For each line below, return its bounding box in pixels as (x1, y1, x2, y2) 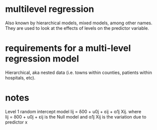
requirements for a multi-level (5, 43, 131, 54)
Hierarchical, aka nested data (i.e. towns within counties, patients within (5, 69, 153, 75)
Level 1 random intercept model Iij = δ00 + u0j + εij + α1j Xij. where (5, 108, 142, 115)
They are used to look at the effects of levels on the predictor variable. (5, 25, 149, 31)
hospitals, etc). (5, 74, 36, 80)
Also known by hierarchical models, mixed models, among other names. (5, 20, 153, 26)
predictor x (5, 119, 28, 125)
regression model (5, 53, 79, 65)
